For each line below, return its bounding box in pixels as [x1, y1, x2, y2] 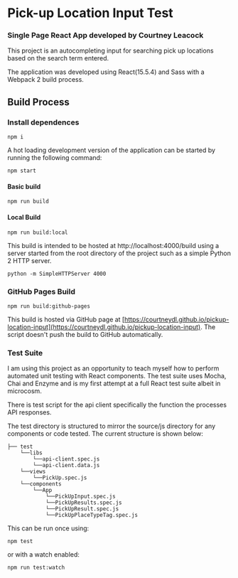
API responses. [7, 408, 52, 417]
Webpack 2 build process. [7, 75, 84, 84]
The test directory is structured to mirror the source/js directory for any [7, 422, 216, 431]
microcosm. [7, 387, 43, 395]
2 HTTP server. [7, 256, 52, 264]
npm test [7, 538, 33, 545]
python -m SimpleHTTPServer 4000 [7, 270, 107, 277]
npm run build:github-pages [7, 302, 91, 310]
